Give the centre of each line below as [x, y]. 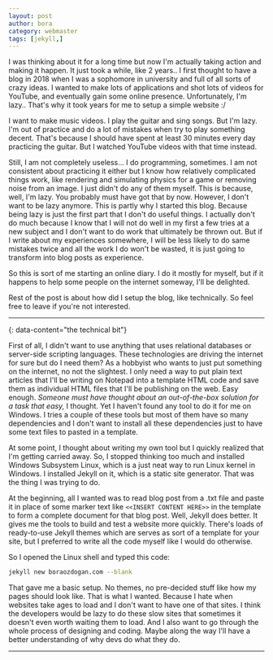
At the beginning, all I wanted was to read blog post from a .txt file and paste [136, 498]
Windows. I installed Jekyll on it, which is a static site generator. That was [131, 474]
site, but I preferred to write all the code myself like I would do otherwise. [131, 541]
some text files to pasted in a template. [73, 432]
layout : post [30, 16]
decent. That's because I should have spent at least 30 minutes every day [132, 138]
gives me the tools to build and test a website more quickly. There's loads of [136, 524]
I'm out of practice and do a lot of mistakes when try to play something [127, 129]
